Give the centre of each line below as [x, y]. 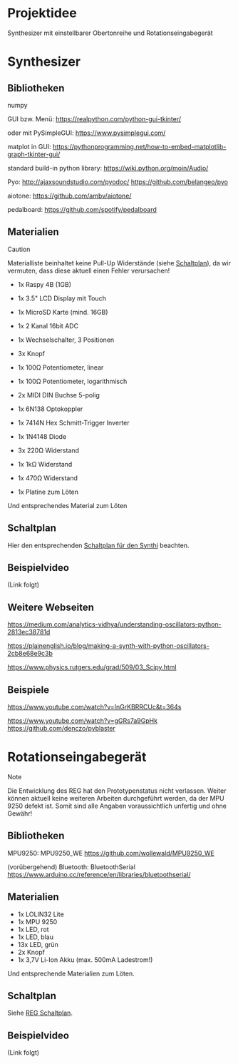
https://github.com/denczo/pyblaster [62, 728]
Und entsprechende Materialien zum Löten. [71, 973]
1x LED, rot [33, 929]
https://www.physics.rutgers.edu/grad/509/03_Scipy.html [92, 667]
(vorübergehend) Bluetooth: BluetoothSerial [71, 867]
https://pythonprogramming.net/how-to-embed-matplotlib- [139, 146]
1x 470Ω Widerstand [48, 478]
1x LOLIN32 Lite [41, 914]
